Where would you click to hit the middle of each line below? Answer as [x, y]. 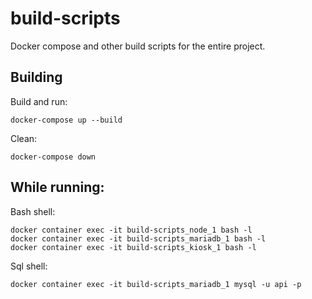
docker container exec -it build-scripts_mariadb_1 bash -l [138, 238]
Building [36, 77]
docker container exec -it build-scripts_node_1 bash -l [131, 230]
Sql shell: [29, 266]
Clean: [24, 138]
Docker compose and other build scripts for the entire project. [138, 46]
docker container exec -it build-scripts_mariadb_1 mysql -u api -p [156, 284]
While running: [57, 187]
